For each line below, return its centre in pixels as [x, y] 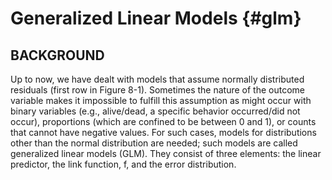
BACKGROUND [57, 55]
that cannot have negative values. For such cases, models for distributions [163, 132]
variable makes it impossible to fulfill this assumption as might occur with [161, 100]
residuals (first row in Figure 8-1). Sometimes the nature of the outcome [157, 90]
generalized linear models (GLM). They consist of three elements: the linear [166, 153]
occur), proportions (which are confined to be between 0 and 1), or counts [163, 121]
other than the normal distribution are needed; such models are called [154, 143]
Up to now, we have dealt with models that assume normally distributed [157, 79]
